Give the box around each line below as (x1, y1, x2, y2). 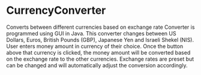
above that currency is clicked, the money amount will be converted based (6, 49, 191, 56)
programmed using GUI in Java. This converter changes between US (6, 29, 176, 37)
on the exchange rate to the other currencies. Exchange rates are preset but (6, 55, 194, 62)
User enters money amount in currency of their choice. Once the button (6, 43, 184, 50)
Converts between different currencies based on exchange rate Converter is (6, 23, 195, 31)
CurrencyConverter (6, 4, 106, 17)
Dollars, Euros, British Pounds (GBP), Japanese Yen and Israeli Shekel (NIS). (6, 36, 194, 43)
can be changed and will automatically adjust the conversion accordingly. (6, 61, 188, 69)
